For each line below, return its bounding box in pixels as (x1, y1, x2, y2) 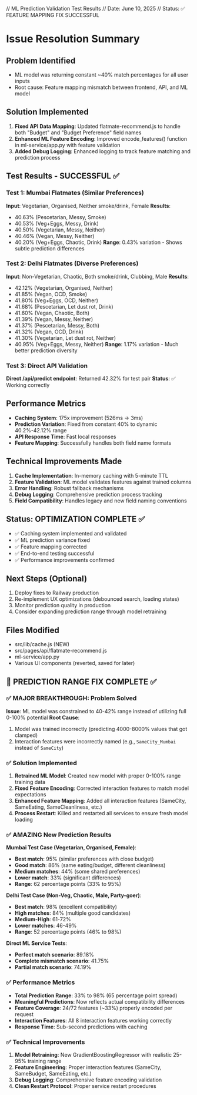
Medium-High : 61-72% (14, 916, 72, 923)
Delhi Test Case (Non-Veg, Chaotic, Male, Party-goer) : (6, 892, 142, 899)
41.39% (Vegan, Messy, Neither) (14, 315, 94, 323)
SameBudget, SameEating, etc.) (14, 1070, 92, 1077)
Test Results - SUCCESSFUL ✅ (6, 171, 120, 181)
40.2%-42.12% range (14, 426, 67, 434)
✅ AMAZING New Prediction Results (6, 831, 112, 839)
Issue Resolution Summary (6, 32, 140, 46)
